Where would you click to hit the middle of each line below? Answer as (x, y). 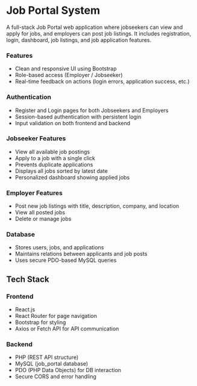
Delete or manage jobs (43, 219)
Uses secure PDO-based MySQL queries (66, 260)
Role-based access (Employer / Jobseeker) (69, 75)
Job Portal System (53, 11)
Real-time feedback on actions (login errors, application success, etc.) (102, 81)
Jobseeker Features (36, 139)
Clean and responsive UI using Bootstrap (66, 69)
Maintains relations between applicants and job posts (81, 254)
